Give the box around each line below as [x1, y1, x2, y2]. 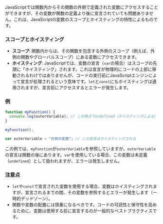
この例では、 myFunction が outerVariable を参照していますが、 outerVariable [5, 146, 156, 152]
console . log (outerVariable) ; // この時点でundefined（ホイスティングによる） [9, 114, 158, 119]
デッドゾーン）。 [20, 196, 53, 202]
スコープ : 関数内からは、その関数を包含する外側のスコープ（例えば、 [12, 48, 151, 54]
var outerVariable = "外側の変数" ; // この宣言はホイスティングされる [5, 136, 136, 141]
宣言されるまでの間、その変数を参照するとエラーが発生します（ [25, 190, 153, 196]
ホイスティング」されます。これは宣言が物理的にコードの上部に [25, 67, 152, 72]
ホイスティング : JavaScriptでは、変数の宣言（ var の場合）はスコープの [12, 60, 153, 66]
